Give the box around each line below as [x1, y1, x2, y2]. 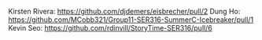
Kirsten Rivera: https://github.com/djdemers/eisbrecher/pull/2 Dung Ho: [8, 7, 241, 16]
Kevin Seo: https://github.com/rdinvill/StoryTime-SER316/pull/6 [8, 24, 212, 32]
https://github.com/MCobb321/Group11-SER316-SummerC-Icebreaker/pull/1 [8, 15, 254, 24]
